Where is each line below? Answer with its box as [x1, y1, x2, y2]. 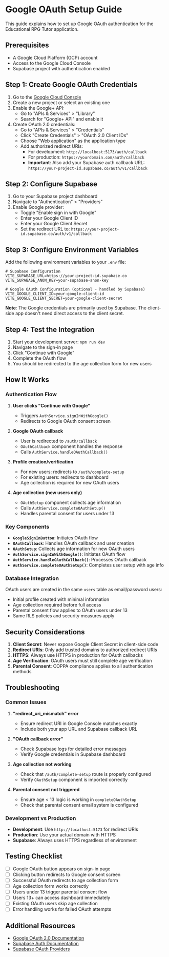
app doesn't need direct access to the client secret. [15, 310, 124, 317]
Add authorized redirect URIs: [20, 143, 83, 149]
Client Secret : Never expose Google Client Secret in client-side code [12, 641, 159, 648]
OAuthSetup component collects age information [20, 499, 121, 505]
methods [12, 669, 32, 675]
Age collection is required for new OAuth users [20, 479, 119, 485]
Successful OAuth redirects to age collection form [12, 877, 119, 884]
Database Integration [5, 575, 59, 582]
